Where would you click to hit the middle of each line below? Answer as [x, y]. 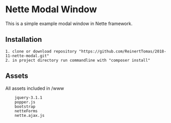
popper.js [25, 102]
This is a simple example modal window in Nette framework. [69, 23]
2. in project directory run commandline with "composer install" [78, 60]
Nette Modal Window [51, 9]
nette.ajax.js [30, 115]
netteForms [26, 111]
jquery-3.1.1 [28, 97]
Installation [24, 40]
